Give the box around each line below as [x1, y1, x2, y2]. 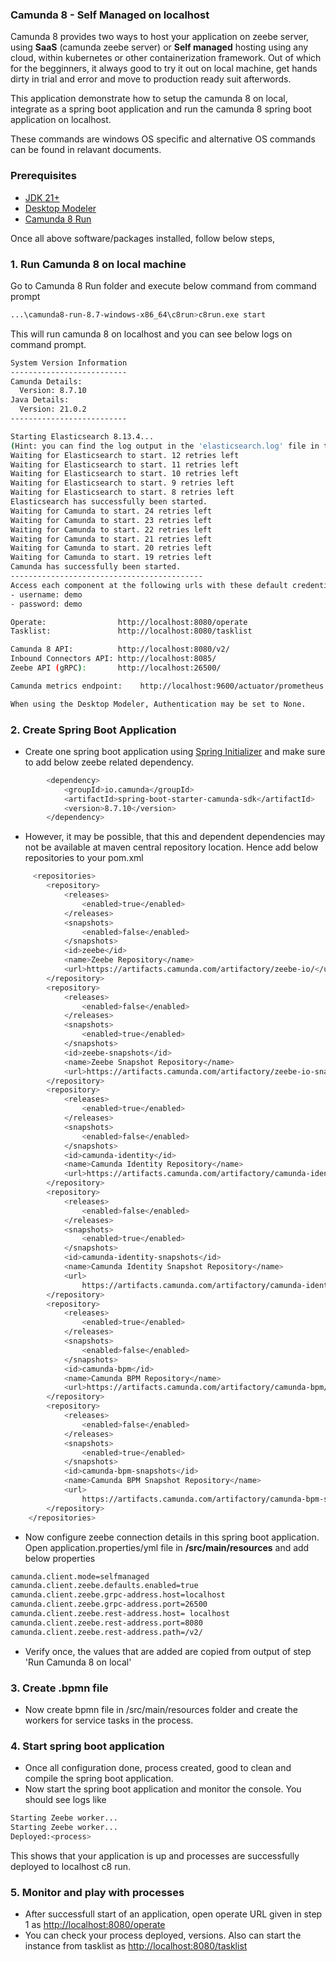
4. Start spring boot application [10, 1739, 165, 1753]
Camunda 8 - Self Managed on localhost [10, 8, 210, 22]
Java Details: [10, 395, 70, 405]
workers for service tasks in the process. [24, 1714, 194, 1726]
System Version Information [10, 358, 128, 368]
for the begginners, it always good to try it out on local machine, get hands [10, 63, 318, 75]
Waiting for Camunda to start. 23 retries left [10, 515, 213, 525]
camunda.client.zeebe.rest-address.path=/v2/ [10, 1627, 203, 1637]
